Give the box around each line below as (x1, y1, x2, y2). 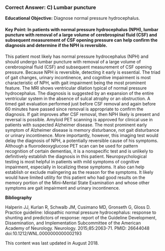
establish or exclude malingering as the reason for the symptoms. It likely (5, 169, 154, 175)
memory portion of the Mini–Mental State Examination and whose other (5, 180, 150, 186)
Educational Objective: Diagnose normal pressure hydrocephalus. (5, 15, 140, 21)
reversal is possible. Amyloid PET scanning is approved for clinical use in (5, 116, 153, 122)
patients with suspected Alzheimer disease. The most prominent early (5, 122, 147, 128)
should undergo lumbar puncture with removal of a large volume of (5, 58, 141, 64)
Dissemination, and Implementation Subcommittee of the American (5, 220, 141, 226)
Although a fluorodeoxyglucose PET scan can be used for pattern (5, 143, 138, 149)
